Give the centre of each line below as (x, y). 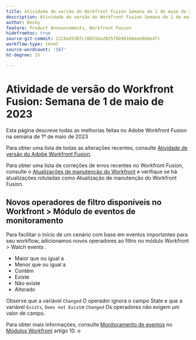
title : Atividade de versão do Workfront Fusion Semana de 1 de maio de (96, 11)
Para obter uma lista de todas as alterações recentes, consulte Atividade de (97, 147)
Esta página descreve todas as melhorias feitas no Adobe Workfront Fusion (97, 130)
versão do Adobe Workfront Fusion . (49, 154)
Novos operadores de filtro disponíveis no (84, 202)
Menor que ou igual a (40, 265)
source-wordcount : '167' (36, 50)
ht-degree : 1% (23, 55)
